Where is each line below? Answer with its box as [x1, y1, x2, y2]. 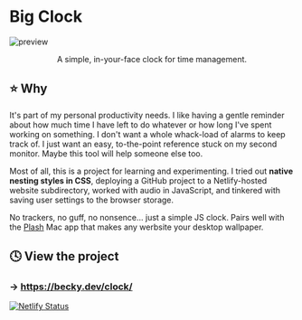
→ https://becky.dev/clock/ [9, 280, 133, 293]
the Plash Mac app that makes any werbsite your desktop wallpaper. [9, 221, 264, 232]
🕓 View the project [9, 249, 119, 264]
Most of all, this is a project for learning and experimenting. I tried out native [9, 165, 294, 176]
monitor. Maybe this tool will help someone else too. [9, 147, 203, 159]
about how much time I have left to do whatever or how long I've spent [9, 119, 272, 130]
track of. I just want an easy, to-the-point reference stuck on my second [9, 138, 278, 149]
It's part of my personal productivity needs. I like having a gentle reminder [9, 109, 285, 120]
